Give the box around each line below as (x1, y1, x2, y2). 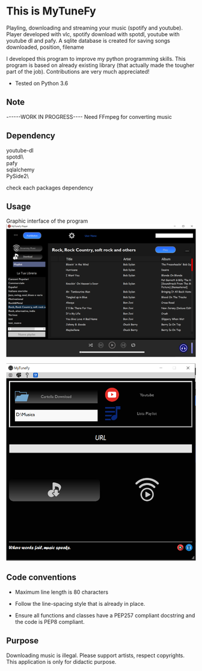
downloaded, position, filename (6, 43, 84, 51)
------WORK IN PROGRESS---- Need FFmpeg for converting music (6, 113, 173, 120)
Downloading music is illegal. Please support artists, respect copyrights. (6, 652, 185, 659)
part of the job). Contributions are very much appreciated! (6, 68, 150, 75)
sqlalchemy (6, 166, 35, 173)
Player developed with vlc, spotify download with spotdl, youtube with (6, 30, 180, 37)
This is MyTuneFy (6, 4, 96, 18)
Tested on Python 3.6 (14, 80, 69, 87)
